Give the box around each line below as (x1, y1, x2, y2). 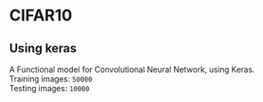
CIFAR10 (9, 5, 73, 26)
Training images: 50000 (9, 74, 93, 84)
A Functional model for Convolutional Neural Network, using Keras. (9, 64, 256, 75)
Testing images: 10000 (9, 83, 90, 93)
